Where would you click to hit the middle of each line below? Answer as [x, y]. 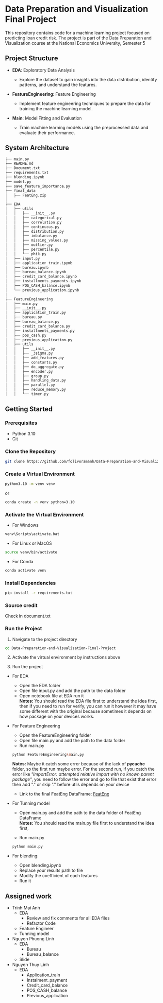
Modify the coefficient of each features [58, 876]
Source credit [21, 605]
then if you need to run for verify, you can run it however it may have [88, 706]
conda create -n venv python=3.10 [40, 502]
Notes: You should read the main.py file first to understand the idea [87, 823]
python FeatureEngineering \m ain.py [48, 755]
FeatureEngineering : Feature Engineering [54, 94]
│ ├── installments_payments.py [40, 331]
